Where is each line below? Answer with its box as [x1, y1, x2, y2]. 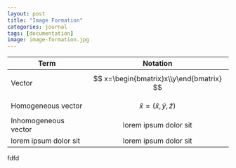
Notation [143, 59, 173, 69]
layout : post [7, 10, 46, 17]
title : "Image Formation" [7, 17, 83, 24]
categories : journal [7, 23, 68, 30]
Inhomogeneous [11, 116, 65, 126]
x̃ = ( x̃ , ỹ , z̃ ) [139, 101, 176, 111]
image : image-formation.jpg [7, 36, 90, 43]
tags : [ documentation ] [7, 29, 74, 37]
